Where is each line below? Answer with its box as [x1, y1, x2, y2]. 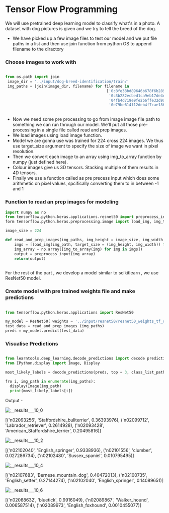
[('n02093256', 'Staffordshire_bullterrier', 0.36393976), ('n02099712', [5, 417, 149, 423]
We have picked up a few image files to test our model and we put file [12, 35, 157, 41]
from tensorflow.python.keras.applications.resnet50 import [5, 214, 134, 219]
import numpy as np [5, 210, 46, 215]
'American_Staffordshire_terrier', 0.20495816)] [5, 427, 102, 433]
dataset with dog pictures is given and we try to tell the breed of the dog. [5, 25, 156, 31]
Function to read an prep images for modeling [5, 198, 119, 205]
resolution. [12, 149, 35, 155]
